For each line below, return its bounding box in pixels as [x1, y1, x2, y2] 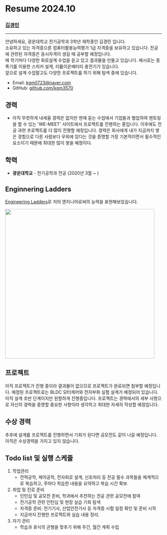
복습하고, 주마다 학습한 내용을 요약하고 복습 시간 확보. [25, 481, 129, 487]
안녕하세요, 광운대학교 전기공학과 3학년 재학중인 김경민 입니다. [5, 38, 126, 45]
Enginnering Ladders [5, 185, 72, 193]
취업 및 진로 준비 [12, 487, 45, 493]
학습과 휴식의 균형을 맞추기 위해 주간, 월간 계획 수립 [19, 524, 119, 530]
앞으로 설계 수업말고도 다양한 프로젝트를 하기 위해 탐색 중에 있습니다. [5, 70, 138, 76]
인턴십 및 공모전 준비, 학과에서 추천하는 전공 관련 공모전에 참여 [19, 493, 141, 499]
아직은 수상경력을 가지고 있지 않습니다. [5, 438, 80, 444]
